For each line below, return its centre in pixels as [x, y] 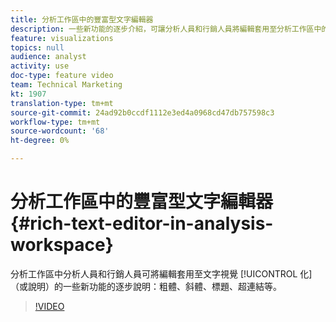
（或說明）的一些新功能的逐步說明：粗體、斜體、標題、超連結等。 [146, 286]
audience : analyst [48, 57]
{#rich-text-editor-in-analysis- [142, 223]
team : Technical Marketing [66, 85]
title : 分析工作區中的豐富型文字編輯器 [82, 19]
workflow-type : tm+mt [55, 122]
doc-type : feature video [62, 76]
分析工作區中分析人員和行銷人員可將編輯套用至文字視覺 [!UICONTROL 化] [161, 273]
